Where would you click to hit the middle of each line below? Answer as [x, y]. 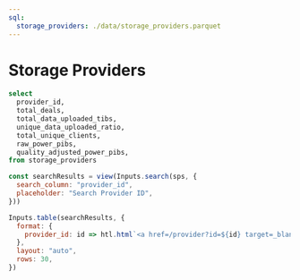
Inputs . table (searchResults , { [67, 217]
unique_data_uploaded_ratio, [71, 127]
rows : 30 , [34, 259]
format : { [34, 226]
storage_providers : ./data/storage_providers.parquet [119, 26]
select [21, 94]
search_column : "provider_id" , [75, 185]
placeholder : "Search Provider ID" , [85, 193]
